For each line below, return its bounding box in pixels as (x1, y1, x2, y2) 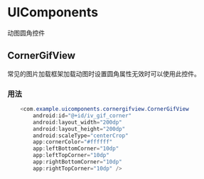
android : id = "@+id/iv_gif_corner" (33, 112, 132, 119)
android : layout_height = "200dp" (33, 125, 126, 132)
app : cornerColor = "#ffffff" (33, 139, 113, 146)
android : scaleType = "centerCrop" (33, 132, 129, 139)
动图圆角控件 (7, 28, 45, 37)
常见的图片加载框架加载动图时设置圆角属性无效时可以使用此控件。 (7, 69, 200, 78)
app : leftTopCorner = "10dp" (33, 152, 110, 159)
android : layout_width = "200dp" (33, 119, 122, 126)
